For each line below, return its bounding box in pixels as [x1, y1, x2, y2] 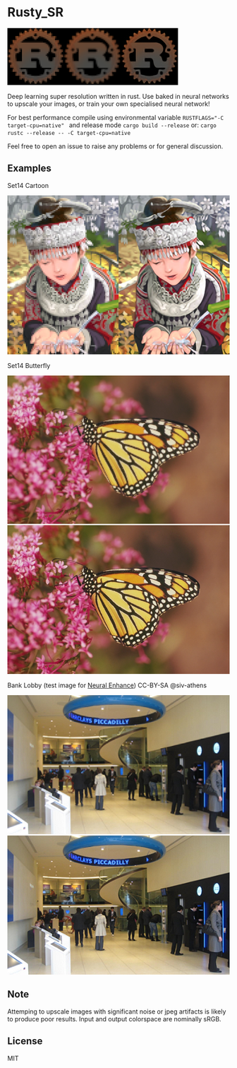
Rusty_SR [7, 4, 64, 20]
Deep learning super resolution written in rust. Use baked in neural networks [7, 92, 229, 100]
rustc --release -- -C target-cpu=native [7, 129, 131, 136]
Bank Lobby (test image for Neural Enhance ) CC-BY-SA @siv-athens [7, 681, 207, 689]
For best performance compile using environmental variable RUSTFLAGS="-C [7, 113, 224, 121]
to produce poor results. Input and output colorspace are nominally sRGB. [7, 1014, 221, 1023]
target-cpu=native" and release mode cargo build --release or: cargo [7, 121, 217, 129]
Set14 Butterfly [7, 361, 51, 369]
